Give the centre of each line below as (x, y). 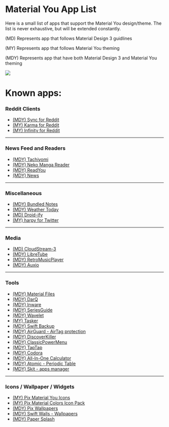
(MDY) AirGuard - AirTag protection (49, 331)
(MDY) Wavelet (28, 315)
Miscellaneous (23, 193)
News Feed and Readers (35, 148)
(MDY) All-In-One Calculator (42, 358)
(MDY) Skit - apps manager (41, 369)
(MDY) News (26, 175)
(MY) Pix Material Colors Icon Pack (49, 403)
